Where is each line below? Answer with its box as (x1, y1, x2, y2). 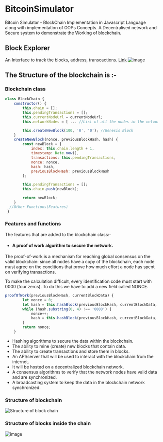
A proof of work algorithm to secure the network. (12, 242, 113, 249)
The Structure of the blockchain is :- (5, 71, 117, 79)
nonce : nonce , (31, 160, 60, 165)
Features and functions (5, 221, 61, 227)
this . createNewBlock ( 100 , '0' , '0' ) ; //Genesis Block (22, 128, 133, 133)
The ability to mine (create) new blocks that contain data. (12, 343, 126, 349)
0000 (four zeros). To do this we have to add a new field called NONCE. (5, 284, 148, 290)
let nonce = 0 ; (22, 297, 53, 302)
